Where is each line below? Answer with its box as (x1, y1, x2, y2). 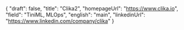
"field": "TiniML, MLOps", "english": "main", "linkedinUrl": (5, 11, 146, 18)
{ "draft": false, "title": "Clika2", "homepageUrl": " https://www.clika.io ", (5, 5, 179, 12)
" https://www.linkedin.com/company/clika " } (5, 18, 115, 24)
